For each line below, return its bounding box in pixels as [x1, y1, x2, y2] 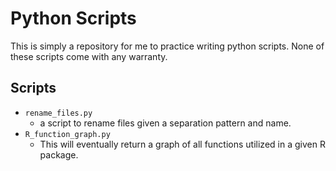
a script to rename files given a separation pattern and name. [39, 117, 292, 129]
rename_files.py [24, 108, 93, 118]
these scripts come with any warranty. [10, 50, 168, 62]
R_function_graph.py [24, 129, 111, 139]
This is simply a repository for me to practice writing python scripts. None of [10, 40, 325, 52]
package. [39, 148, 79, 161]
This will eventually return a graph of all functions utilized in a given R [39, 138, 326, 150]
